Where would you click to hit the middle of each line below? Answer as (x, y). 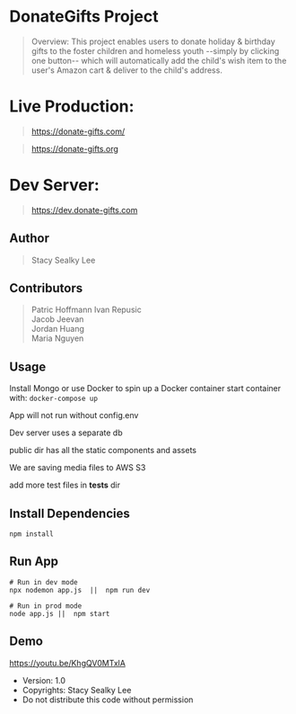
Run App (34, 562)
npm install (31, 534)
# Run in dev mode (44, 582)
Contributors (46, 288)
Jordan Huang (58, 329)
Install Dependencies (70, 513)
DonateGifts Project (84, 17)
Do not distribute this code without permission (108, 700)
